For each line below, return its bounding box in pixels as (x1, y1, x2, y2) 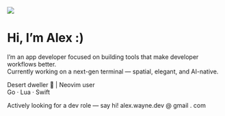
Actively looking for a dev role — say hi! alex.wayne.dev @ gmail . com (7, 101, 207, 109)
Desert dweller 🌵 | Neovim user (7, 80, 96, 89)
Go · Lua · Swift (7, 88, 50, 96)
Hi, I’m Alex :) (7, 30, 84, 46)
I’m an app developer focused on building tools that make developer (7, 52, 199, 61)
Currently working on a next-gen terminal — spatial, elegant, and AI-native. (7, 67, 219, 76)
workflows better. (7, 60, 57, 68)
